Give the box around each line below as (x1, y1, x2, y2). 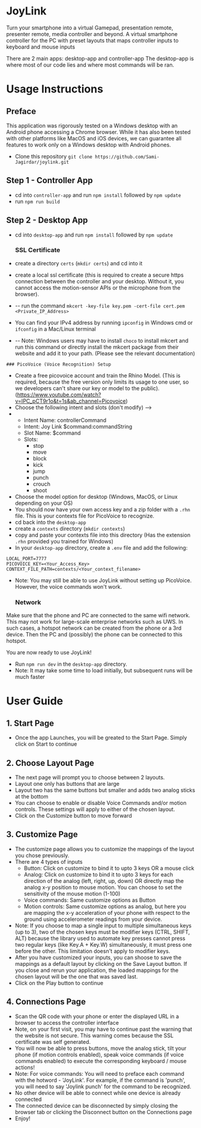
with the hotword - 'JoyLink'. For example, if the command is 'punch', (14, 1076, 186, 1084)
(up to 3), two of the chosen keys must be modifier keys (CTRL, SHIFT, (14, 928, 190, 935)
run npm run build (14, 198, 60, 205)
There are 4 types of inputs (14, 858, 83, 865)
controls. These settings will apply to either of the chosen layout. (14, 806, 175, 813)
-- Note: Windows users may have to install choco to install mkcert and (14, 337, 189, 344)
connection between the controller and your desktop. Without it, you (14, 277, 184, 285)
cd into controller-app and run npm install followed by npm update (14, 191, 181, 199)
